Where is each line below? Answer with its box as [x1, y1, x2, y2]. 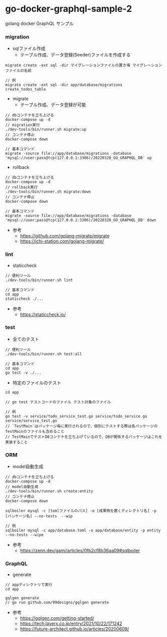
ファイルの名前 [5, 68, 32, 73]
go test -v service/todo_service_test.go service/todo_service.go [5, 414, 147, 419]
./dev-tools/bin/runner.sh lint [5, 278, 73, 283]
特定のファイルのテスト [12, 380, 61, 386]
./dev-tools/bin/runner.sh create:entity [5, 489, 94, 494]
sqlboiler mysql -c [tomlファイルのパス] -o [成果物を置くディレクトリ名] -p [5, 509, 157, 514]
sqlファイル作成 [12, 45, 46, 52]
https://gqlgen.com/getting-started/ [20, 615, 95, 621]
